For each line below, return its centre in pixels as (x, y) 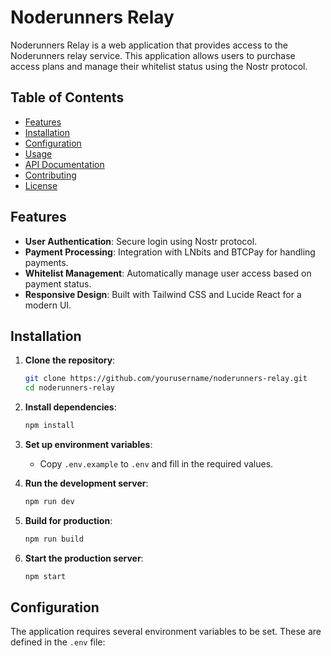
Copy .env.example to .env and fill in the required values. (156, 464)
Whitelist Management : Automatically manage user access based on (168, 273)
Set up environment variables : (88, 444)
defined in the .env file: (58, 642)
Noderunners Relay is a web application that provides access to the (149, 45)
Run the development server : (86, 483)
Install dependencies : (70, 407)
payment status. (58, 283)
